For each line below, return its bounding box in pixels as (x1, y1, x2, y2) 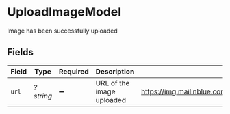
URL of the (95, 78, 130, 87)
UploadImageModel (7, 4, 122, 20)
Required (58, 66, 89, 76)
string (33, 91, 53, 100)
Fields (7, 46, 34, 58)
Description (95, 66, 135, 76)
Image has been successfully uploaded (7, 27, 118, 35)
